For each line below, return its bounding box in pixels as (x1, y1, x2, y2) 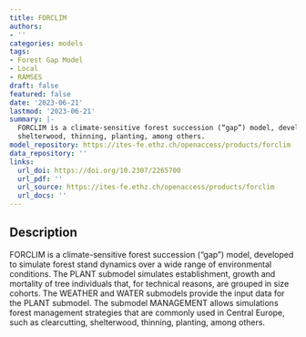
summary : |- (9, 115, 55, 124)
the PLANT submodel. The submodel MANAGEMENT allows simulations (9, 297, 280, 308)
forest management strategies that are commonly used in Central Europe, (9, 307, 285, 318)
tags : (9, 47, 30, 56)
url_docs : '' (17, 191, 67, 200)
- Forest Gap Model (9, 56, 84, 65)
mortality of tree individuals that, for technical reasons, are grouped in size (9, 278, 290, 289)
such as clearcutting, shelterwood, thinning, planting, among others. (9, 316, 266, 328)
